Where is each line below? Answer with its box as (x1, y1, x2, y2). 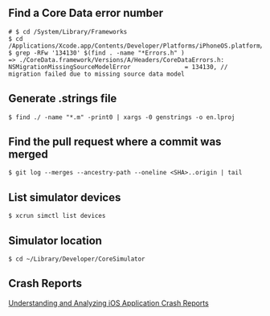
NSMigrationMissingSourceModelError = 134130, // (8, 63, 228, 71)
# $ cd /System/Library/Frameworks (8, 27, 128, 35)
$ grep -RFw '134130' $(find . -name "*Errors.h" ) (8, 48, 185, 57)
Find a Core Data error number (8, 6, 163, 20)
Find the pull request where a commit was (8, 135, 222, 149)
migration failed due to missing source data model (8, 70, 185, 78)
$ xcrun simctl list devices (8, 212, 106, 220)
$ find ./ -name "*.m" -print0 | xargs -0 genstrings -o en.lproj (8, 113, 235, 121)
